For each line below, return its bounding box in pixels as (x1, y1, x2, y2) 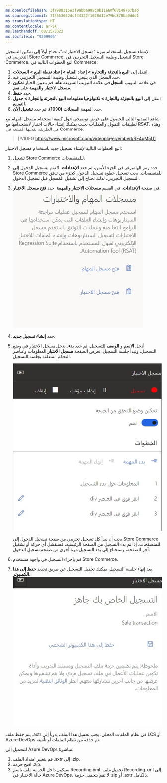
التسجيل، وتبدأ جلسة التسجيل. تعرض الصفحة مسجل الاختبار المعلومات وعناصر (12, 348, 157, 354)
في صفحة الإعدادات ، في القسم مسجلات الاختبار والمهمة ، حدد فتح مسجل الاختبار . (12, 185, 161, 191)
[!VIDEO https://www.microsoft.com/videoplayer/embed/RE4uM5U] (17, 136, 156, 141)
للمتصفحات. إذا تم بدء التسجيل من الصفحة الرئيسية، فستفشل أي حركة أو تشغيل (12, 541, 161, 547)
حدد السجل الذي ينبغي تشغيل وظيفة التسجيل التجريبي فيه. (12, 74, 120, 80)
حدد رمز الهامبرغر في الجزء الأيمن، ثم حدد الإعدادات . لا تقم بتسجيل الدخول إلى (12, 165, 158, 170)
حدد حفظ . (12, 90, 32, 96)
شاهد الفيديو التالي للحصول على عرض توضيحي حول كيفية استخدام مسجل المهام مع (5, 116, 160, 122)
